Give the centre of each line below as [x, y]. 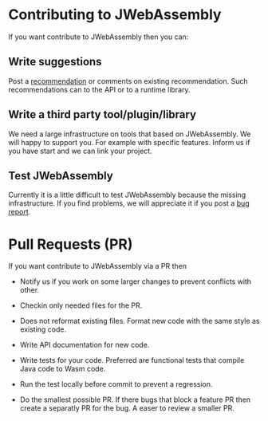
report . [20, 212]
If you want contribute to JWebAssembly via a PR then [98, 266]
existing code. [43, 329]
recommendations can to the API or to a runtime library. [99, 89]
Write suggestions [55, 62]
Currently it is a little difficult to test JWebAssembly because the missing [127, 195]
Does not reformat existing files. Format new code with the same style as [140, 321]
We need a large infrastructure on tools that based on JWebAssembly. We [130, 134]
